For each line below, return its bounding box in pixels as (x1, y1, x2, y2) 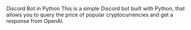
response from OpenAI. (6, 18, 64, 24)
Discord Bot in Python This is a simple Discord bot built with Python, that (6, 5, 185, 12)
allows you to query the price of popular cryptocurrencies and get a (6, 11, 174, 18)
